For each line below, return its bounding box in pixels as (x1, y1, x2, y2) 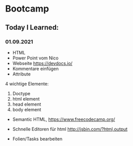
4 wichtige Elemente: (5, 81, 49, 87)
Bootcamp (5, 3, 49, 15)
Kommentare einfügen (12, 65, 59, 71)
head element (12, 101, 41, 107)
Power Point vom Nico (12, 55, 59, 61)
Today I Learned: (5, 23, 59, 32)
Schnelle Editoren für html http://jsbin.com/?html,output (12, 126, 128, 132)
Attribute (12, 71, 31, 77)
